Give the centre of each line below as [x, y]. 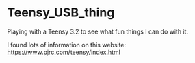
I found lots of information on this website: [67, 45]
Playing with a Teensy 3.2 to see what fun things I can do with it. [98, 32]
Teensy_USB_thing [61, 13]
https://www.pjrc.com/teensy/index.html [64, 52]
